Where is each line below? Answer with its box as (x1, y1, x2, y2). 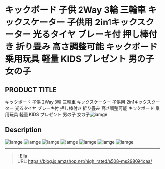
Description (5, 126, 42, 134)
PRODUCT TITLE (5, 85, 57, 94)
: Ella (17, 153, 27, 159)
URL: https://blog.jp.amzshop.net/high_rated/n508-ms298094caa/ (17, 158, 152, 164)
